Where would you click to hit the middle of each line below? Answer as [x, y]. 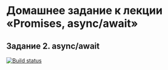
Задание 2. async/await [53, 46]
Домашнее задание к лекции [84, 11]
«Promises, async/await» [72, 23]
